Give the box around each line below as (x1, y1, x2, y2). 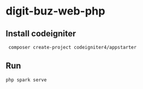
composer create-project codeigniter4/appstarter (8, 44, 137, 50)
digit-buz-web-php (5, 4, 106, 18)
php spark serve (5, 77, 47, 83)
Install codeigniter (5, 28, 77, 39)
